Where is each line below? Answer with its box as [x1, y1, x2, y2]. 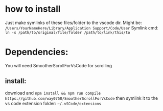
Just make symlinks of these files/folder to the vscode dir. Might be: [5, 20, 142, 26]
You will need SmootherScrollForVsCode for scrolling [5, 62, 112, 68]
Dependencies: [5, 47, 69, 57]
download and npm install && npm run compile [5, 90, 101, 96]
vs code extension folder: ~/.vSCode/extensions [5, 100, 102, 106]
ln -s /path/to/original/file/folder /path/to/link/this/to [5, 30, 131, 35]
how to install [5, 3, 61, 15]
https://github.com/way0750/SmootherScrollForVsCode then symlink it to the [5, 95, 158, 101]
